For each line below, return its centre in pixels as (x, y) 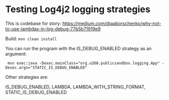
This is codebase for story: (33, 23)
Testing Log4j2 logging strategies (78, 9)
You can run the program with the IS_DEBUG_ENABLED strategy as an (79, 48)
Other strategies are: (27, 77)
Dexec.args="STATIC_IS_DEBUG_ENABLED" (46, 68)
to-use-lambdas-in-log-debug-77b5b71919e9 (53, 28)
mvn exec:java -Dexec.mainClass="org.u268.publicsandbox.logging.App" (83, 63)
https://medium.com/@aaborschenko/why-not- (112, 23)
